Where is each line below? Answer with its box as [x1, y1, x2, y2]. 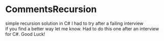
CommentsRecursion [5, 4, 97, 15]
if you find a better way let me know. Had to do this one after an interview [5, 25, 159, 31]
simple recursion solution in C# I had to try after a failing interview [5, 20, 144, 26]
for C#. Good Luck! [5, 31, 46, 37]
